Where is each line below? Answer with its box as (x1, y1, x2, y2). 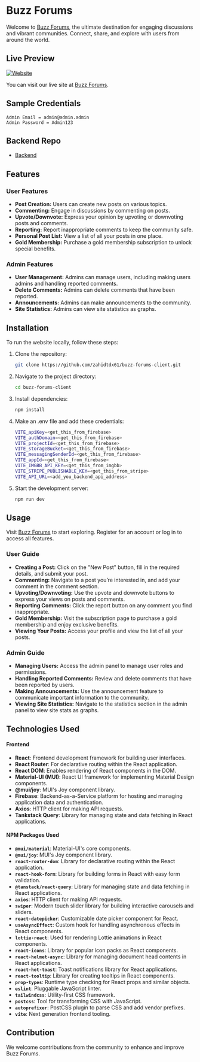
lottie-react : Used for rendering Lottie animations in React (14, 934, 162, 941)
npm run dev (14, 496, 45, 502)
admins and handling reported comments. (14, 280, 118, 288)
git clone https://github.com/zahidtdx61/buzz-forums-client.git (14, 362, 181, 368)
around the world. (6, 36, 50, 43)
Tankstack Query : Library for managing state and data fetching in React (14, 811, 193, 818)
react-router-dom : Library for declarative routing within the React (14, 857, 176, 864)
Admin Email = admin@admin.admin (6, 114, 90, 120)
